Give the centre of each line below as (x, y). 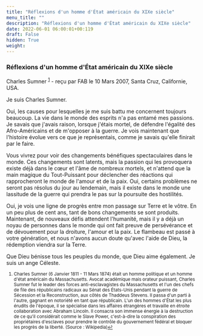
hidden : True (23, 40)
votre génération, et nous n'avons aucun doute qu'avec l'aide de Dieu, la (97, 238)
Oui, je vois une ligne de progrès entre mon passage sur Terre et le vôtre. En (101, 206)
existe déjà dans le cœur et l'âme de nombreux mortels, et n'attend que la (98, 168)
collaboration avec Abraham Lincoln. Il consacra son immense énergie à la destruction (103, 311)
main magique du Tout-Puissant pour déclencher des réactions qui (90, 174)
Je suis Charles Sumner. (37, 99)
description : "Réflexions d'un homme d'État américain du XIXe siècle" (98, 23)
